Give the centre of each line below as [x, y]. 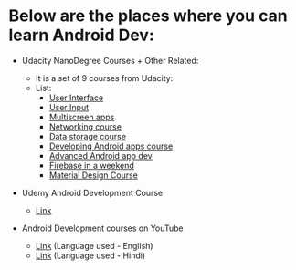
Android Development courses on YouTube [102, 228]
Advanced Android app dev [100, 155]
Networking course [85, 126]
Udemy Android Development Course [92, 192]
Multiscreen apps [82, 117]
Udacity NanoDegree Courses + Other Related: [110, 60]
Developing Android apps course [111, 146]
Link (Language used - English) [94, 245]
